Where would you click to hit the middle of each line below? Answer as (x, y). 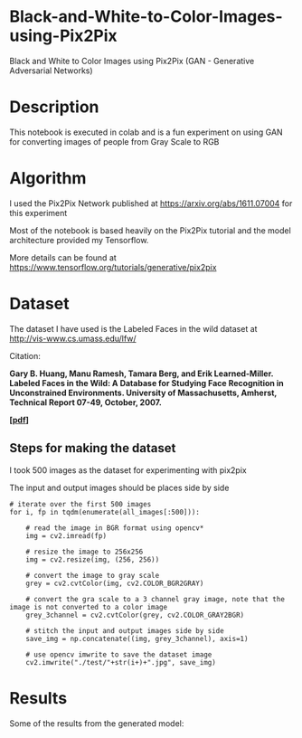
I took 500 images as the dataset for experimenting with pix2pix (128, 470)
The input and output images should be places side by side (119, 487)
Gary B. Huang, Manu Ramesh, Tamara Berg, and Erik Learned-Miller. (142, 374)
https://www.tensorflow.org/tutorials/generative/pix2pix (113, 267)
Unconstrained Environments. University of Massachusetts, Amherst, (143, 393)
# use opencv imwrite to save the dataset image (119, 654)
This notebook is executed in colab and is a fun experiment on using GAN (146, 132)
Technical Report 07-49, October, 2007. (86, 402)
